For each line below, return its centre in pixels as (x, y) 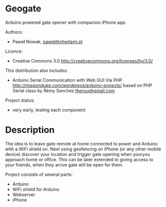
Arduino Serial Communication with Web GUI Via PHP (67, 80)
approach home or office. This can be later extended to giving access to (79, 159)
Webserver (24, 195)
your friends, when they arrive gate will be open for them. (64, 165)
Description (30, 130)
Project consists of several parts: (39, 174)
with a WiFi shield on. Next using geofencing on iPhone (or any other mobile (83, 149)
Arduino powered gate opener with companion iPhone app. (66, 22)
